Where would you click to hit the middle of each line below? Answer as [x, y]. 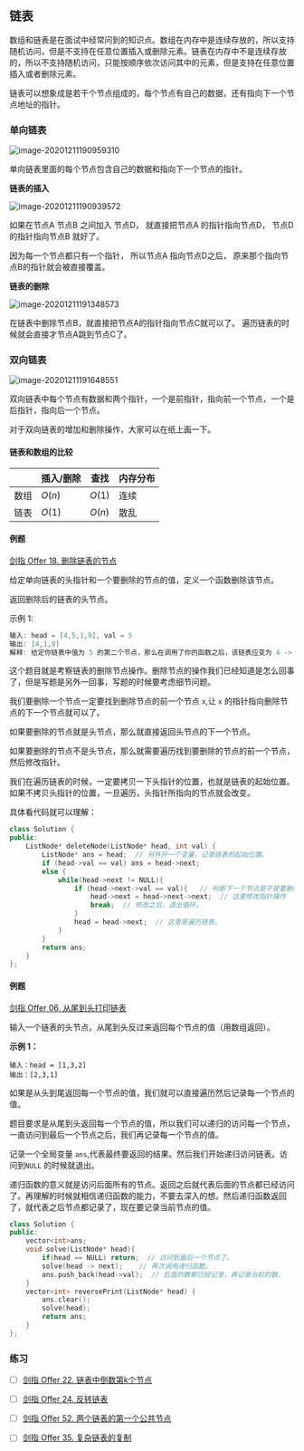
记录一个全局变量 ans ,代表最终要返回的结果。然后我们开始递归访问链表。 [145, 1154]
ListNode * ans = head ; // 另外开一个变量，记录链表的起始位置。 [155, 855]
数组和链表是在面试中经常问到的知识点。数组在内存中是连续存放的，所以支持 [152, 40]
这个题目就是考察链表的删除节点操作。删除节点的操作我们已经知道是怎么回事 [152, 671]
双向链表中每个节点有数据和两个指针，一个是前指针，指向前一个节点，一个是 [152, 399]
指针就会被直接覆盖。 [70, 267]
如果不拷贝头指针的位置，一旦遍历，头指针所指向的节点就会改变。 [132, 793]
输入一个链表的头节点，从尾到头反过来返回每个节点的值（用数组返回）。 [142, 1027]
